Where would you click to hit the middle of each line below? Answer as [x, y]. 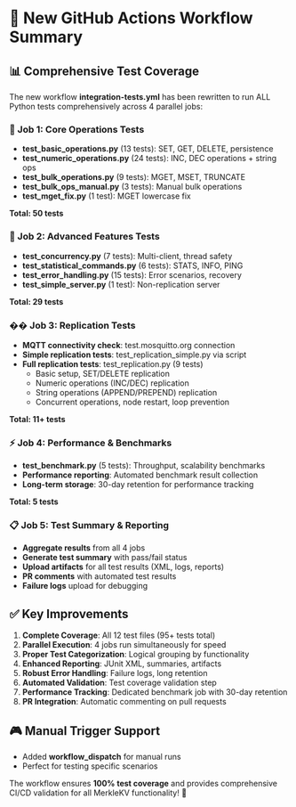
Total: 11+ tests [37, 419]
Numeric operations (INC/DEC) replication [112, 383]
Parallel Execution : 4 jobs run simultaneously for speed [124, 645]
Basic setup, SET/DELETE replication [103, 373]
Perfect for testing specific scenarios [90, 766]
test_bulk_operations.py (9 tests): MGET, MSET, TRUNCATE [134, 177]
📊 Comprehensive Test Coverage [104, 71]
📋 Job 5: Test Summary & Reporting [89, 526]
